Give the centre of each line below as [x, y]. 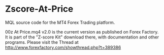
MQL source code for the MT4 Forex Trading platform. [60, 22]
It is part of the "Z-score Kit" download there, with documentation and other [82, 37]
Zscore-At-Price [39, 9]
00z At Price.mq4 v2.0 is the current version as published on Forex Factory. [82, 32]
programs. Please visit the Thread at [42, 42]
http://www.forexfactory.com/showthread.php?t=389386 [63, 47]
